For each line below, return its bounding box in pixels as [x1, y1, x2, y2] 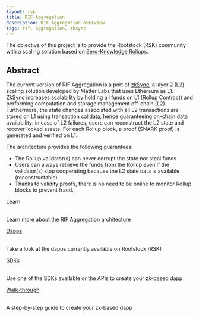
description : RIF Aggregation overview [6, 20, 105, 26]
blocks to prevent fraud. [14, 187, 74, 194]
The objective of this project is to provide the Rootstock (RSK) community [6, 42, 186, 49]
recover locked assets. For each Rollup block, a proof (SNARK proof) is [6, 126, 180, 133]
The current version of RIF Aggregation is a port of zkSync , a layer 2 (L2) [6, 81, 185, 88]
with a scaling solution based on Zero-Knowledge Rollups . [6, 48, 149, 55]
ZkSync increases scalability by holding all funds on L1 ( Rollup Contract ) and [6, 94, 193, 101]
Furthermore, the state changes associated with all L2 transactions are [6, 107, 179, 114]
